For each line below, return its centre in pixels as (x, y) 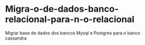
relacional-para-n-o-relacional (70, 19)
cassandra (16, 38)
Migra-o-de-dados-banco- (62, 9)
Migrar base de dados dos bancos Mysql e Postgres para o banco (73, 33)
